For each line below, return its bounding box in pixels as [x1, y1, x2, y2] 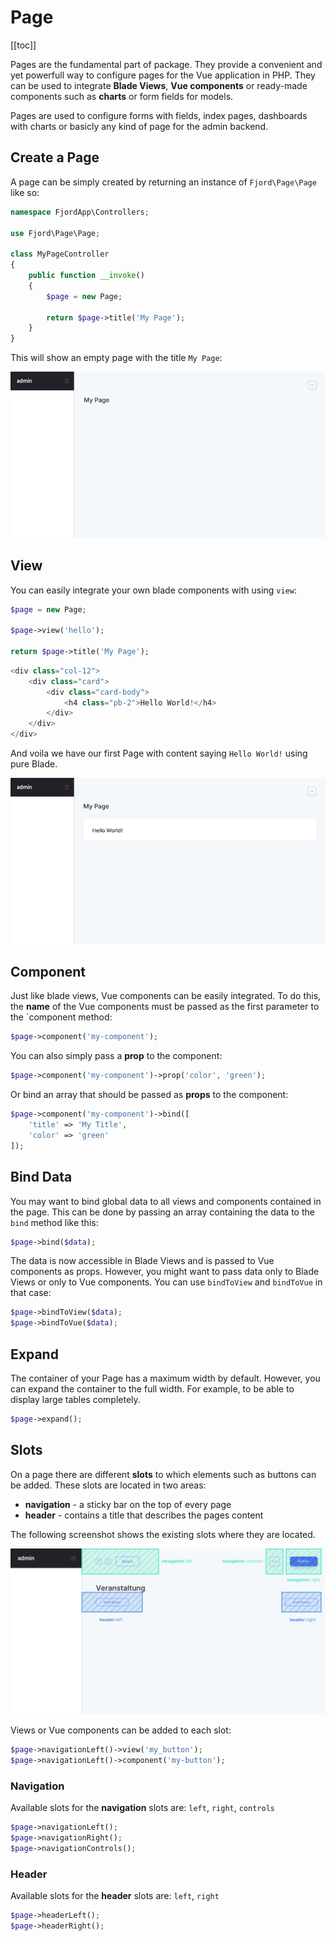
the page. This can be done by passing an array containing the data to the [10, 1206, 315, 1218]
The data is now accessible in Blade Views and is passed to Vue [10, 1255, 275, 1267]
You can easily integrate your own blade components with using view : [10, 584, 298, 596]
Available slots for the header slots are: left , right [10, 1890, 220, 1902]
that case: [10, 1287, 52, 1299]
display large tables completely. [10, 1393, 141, 1405]
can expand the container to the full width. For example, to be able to [10, 1382, 295, 1395]
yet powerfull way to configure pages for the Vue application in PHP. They [10, 69, 316, 81]
